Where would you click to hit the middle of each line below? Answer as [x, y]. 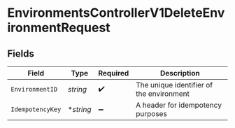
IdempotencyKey [36, 109]
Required [113, 73]
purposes [151, 114]
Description [180, 73]
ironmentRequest [59, 28]
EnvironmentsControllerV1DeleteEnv [116, 13]
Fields [21, 54]
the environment [163, 94]
